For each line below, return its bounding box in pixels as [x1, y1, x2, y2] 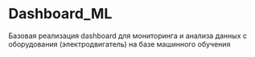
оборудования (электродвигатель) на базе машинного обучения [8, 39, 231, 48]
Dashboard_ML [8, 5, 113, 23]
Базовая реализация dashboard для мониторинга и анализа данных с [8, 31, 248, 40]
